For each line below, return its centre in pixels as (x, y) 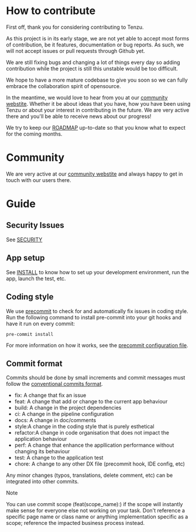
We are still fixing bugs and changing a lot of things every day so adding (93, 62)
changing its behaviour (42, 452)
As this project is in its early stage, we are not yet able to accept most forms (98, 38)
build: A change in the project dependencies (68, 408)
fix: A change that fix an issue (50, 395)
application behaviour (41, 439)
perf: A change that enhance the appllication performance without (94, 445)
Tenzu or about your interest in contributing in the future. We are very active (98, 110)
